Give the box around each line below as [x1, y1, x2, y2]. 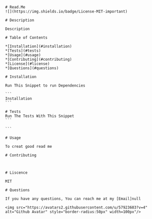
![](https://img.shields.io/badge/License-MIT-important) [5, 9, 128, 14]
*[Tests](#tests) [5, 48, 41, 53]
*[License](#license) [5, 61, 50, 66]
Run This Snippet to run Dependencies [5, 83, 85, 88]
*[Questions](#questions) [5, 66, 59, 71]
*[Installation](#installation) [5, 44, 72, 49]
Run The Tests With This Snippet [5, 113, 75, 118]
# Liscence [5, 170, 28, 175]
